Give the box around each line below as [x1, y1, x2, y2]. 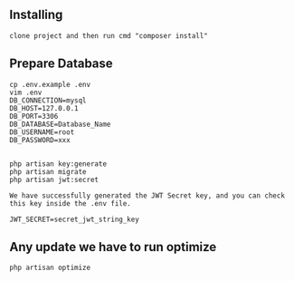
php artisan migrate [9, 167, 88, 176]
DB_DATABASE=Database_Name [9, 120, 111, 129]
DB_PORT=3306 [9, 111, 59, 121]
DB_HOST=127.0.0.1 [9, 103, 79, 112]
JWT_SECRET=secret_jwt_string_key [9, 215, 140, 224]
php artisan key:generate [9, 159, 107, 169]
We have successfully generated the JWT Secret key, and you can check [9, 190, 285, 200]
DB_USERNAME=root [9, 127, 75, 137]
